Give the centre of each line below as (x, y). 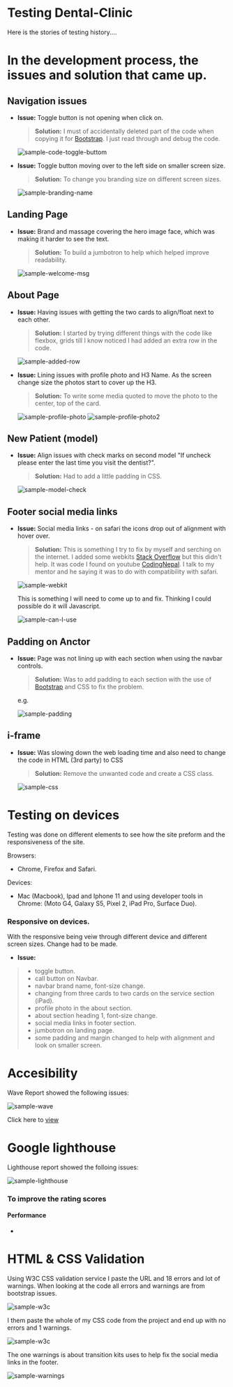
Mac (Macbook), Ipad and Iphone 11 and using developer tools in (110, 896)
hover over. (33, 536)
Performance (27, 1215)
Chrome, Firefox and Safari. (57, 869)
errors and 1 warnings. (39, 1328)
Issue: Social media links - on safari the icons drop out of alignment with (122, 529)
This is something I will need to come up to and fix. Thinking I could (114, 599)
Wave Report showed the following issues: (68, 1093)
